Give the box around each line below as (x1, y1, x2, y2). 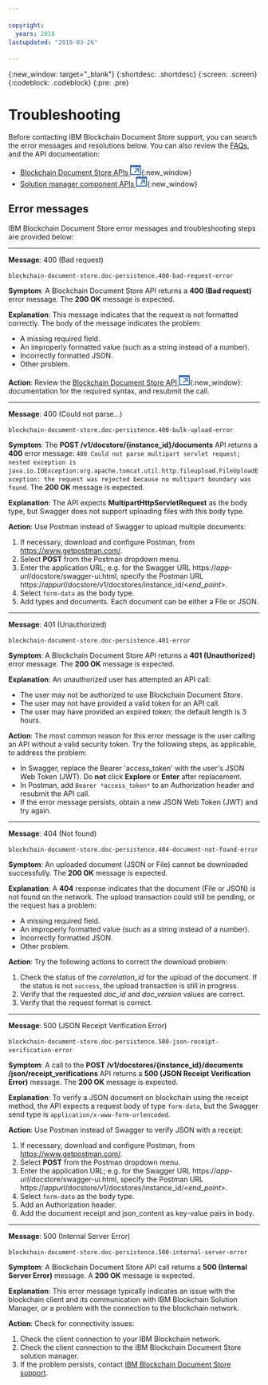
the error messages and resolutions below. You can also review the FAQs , (8, 140, 250, 151)
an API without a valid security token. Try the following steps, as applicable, (8, 739, 257, 749)
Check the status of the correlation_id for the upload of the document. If (19, 972, 258, 982)
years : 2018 (15, 30, 56, 38)
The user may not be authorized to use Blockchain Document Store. (19, 690, 243, 699)
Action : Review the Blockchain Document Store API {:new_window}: (8, 378, 243, 387)
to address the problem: (8, 747, 88, 758)
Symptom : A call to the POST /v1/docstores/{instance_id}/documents (8, 1060, 243, 1070)
